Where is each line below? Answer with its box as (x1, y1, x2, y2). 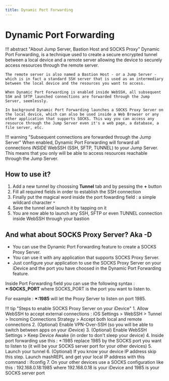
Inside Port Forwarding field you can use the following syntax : (5, 280, 135, 286)
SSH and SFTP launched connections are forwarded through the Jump (5, 94, 150, 99)
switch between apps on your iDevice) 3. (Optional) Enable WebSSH (5, 327, 147, 333)
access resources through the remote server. (5, 62, 99, 68)
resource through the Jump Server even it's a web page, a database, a (5, 120, 159, 125)
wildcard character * (12, 199, 55, 205)
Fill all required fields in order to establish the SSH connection (12, 189, 141, 195)
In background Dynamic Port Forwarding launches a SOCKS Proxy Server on (5, 107, 164, 112)
